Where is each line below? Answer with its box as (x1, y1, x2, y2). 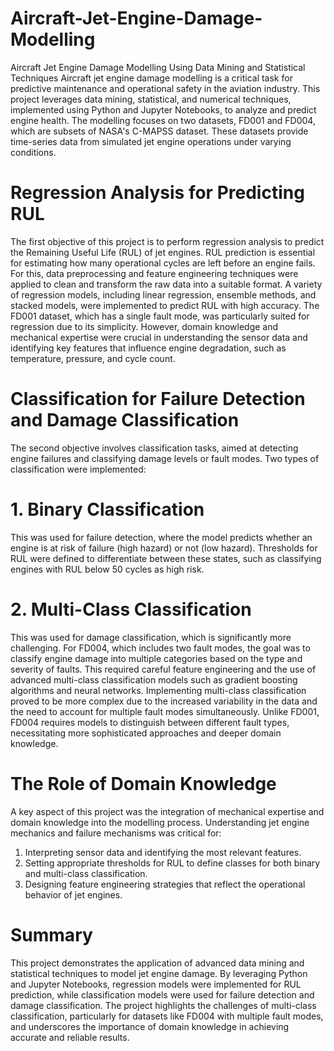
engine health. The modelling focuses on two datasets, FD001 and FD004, (10, 114, 316, 126)
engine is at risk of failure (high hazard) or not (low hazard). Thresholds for (10, 542, 318, 554)
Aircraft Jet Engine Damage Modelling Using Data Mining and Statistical (10, 61, 306, 73)
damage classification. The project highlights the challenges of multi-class (10, 999, 317, 1011)
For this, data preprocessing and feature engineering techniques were (10, 267, 299, 279)
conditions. (10, 146, 57, 158)
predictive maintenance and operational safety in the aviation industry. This (10, 82, 321, 94)
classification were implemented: (10, 463, 147, 475)
